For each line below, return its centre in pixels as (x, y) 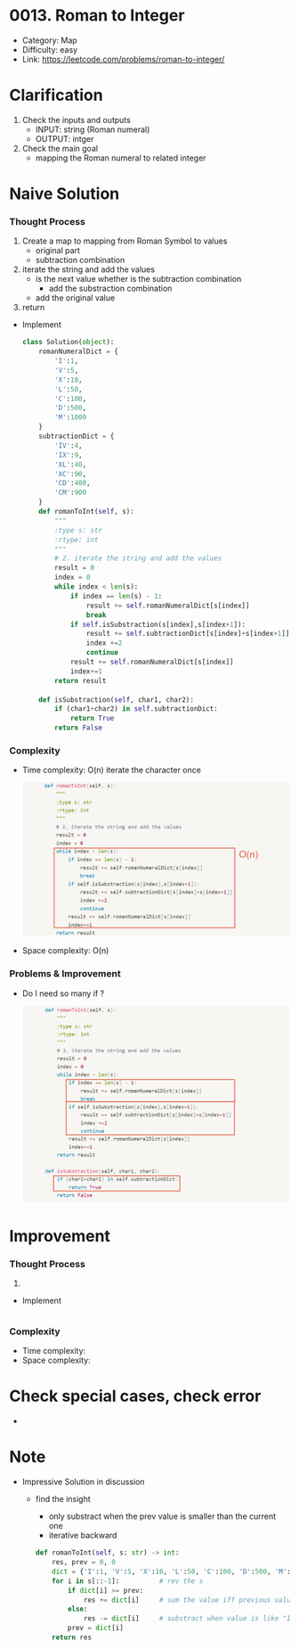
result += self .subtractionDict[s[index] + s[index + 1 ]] (188, 634)
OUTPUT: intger (65, 138)
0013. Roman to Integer (97, 16)
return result (81, 680)
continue (102, 653)
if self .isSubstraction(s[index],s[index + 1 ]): (158, 624)
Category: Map (49, 40)
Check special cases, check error (135, 1396)
